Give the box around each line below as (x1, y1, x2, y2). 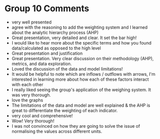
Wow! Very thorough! (11, 118, 55, 124)
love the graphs (11, 97, 43, 103)
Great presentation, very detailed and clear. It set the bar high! (11, 35, 137, 41)
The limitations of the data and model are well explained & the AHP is (11, 102, 151, 108)
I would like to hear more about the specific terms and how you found (11, 40, 152, 46)
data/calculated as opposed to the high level (11, 45, 101, 51)
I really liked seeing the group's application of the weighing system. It (11, 87, 151, 93)
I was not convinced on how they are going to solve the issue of (11, 123, 140, 129)
